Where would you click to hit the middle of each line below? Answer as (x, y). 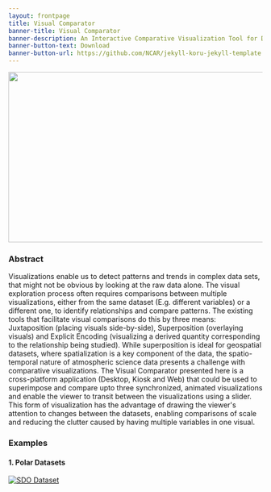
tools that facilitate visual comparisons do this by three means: (112, 319)
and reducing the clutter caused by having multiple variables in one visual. (132, 422)
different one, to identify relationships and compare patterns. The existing (131, 311)
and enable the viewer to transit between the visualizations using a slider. (130, 397)
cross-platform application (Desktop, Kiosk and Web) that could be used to (133, 379)
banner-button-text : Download (59, 46)
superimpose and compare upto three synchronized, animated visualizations (135, 388)
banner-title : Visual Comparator (65, 31)
